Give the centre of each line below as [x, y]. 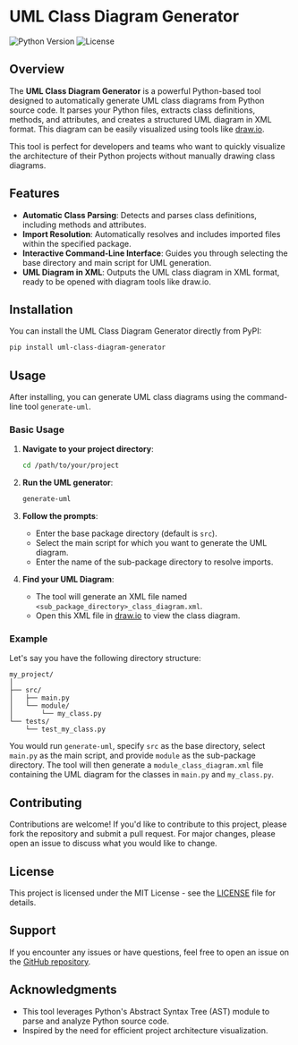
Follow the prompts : [60, 516]
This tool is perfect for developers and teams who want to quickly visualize [147, 146]
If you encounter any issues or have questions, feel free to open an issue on [149, 952]
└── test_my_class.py [65, 730]
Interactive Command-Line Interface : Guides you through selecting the [155, 253]
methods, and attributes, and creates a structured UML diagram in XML [140, 119]
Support [33, 931]
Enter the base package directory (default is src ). [126, 533]
